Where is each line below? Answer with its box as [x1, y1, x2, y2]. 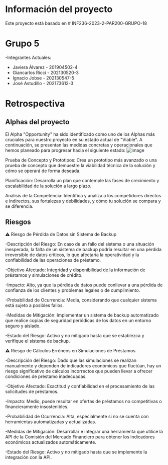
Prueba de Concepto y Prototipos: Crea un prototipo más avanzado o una [5, 157, 157, 163]
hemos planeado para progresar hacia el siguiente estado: [5, 147, 126, 153]
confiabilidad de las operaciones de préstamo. [5, 257, 101, 263]
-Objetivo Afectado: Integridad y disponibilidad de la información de [5, 267, 145, 273]
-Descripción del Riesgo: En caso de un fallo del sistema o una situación [5, 241, 154, 247]
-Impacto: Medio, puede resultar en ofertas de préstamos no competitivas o [5, 398, 162, 404]
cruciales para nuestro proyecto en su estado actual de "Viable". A [5, 136, 143, 142]
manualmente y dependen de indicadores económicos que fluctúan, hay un [5, 362, 161, 368]
